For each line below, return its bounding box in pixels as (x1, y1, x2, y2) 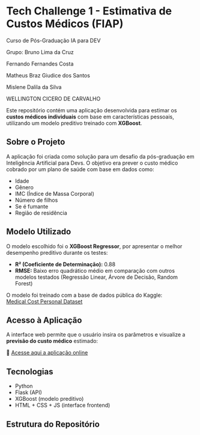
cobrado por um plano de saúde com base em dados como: (6, 165, 154, 172)
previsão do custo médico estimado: (6, 338, 98, 345)
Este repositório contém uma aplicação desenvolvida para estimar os (6, 106, 177, 114)
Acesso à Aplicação (6, 315, 82, 325)
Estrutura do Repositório (6, 419, 100, 429)
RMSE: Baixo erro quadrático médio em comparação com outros (14, 267, 175, 274)
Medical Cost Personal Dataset (6, 297, 83, 305)
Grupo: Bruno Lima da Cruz (6, 48, 74, 55)
